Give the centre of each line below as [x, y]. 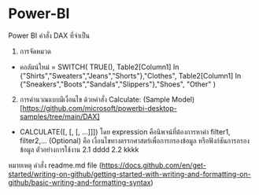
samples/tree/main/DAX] [59, 116]
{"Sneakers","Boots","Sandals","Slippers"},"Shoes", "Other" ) [118, 84]
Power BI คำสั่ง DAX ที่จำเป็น [49, 35]
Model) [183, 99]
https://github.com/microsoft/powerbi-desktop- [100, 108]
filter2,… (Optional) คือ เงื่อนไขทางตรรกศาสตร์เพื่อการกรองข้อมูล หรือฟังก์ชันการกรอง [135, 140]
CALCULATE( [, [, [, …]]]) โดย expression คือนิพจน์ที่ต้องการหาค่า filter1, [125, 131]
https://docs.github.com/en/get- [154, 165]
